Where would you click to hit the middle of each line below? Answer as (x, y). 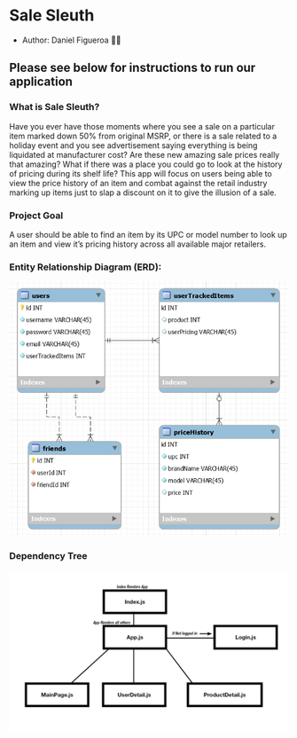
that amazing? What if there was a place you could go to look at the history (146, 164)
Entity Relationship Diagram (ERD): (86, 267)
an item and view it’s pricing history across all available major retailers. (138, 244)
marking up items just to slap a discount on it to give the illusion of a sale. (143, 192)
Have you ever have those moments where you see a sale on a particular (142, 126)
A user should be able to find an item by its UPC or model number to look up (148, 234)
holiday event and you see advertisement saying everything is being (133, 145)
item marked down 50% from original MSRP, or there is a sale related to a (143, 136)
